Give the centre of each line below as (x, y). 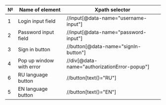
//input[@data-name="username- (107, 18)
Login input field (37, 21)
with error (29, 67)
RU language (33, 75)
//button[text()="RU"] (91, 78)
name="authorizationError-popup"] (108, 67)
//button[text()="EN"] (91, 92)
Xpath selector (113, 10)
